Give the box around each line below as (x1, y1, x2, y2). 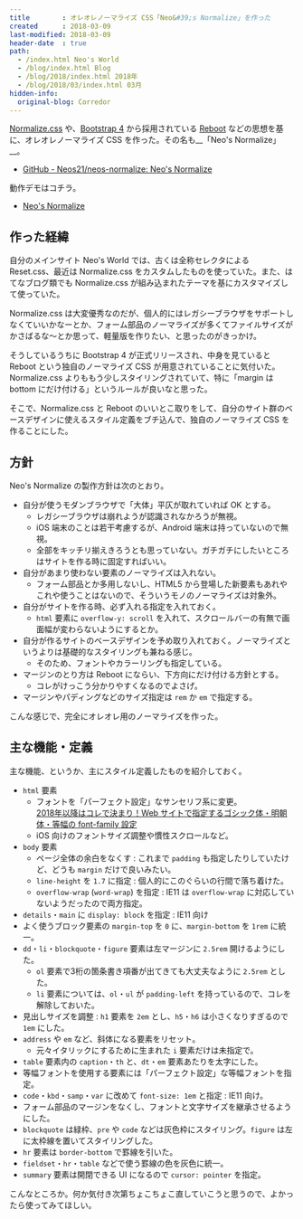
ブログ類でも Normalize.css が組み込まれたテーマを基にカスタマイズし (24, 278, 289, 288)
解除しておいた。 (35, 999, 99, 1010)
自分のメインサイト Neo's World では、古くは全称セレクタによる (9, 255, 251, 266)
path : (9, 47, 30, 56)
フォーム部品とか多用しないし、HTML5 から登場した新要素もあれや (35, 579, 288, 589)
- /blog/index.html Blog (17, 64, 111, 73)
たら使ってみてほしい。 (9, 1199, 97, 1210)
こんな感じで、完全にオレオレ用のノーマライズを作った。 (9, 711, 223, 722)
